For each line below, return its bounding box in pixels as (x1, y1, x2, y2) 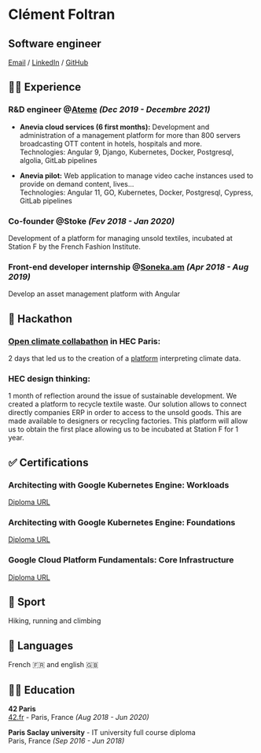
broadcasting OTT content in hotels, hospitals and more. (19, 139, 203, 148)
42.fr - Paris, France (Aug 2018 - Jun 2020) (8, 712, 149, 721)
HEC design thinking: (8, 373, 90, 384)
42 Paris (8, 703, 37, 714)
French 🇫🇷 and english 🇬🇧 (8, 660, 99, 670)
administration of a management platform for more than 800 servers (19, 130, 241, 139)
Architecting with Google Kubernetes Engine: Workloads (8, 479, 230, 490)
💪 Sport (8, 595, 46, 608)
